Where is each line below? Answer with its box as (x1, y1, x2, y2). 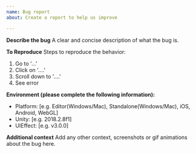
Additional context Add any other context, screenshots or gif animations (6, 134, 188, 141)
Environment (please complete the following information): (6, 91, 155, 98)
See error (15, 79, 39, 86)
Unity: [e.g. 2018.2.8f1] (15, 116, 72, 123)
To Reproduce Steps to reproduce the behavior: (6, 48, 126, 55)
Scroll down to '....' (15, 73, 62, 80)
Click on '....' (15, 66, 46, 73)
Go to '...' (15, 60, 38, 67)
